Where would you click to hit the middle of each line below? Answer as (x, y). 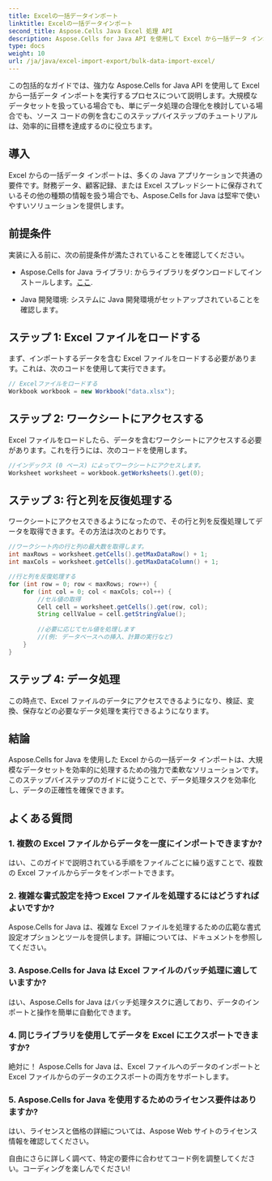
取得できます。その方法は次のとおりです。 (100, 532)
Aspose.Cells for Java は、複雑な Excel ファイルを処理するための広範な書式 (135, 927)
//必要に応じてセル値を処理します (86, 630)
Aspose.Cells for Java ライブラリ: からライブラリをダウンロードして (134, 272)
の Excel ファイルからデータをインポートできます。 (93, 873)
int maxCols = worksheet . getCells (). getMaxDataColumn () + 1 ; (114, 562)
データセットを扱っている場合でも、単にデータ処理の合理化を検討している (132, 106)
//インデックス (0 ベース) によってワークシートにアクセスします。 (106, 465)
